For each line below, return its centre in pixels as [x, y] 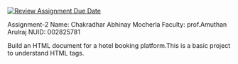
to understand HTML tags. [46, 53]
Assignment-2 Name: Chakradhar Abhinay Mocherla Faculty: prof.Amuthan [117, 24]
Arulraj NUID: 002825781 [44, 32]
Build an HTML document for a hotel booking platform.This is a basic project [119, 45]
